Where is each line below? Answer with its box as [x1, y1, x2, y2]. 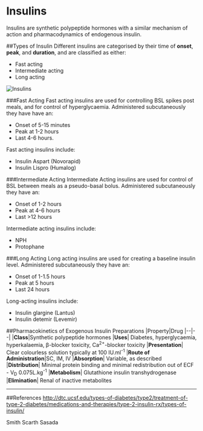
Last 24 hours [14, 285, 50, 293]
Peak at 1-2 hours [14, 128, 59, 135]
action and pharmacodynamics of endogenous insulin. [6, 30, 142, 37]
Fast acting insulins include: [6, 146, 76, 153]
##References [6, 394, 42, 401]
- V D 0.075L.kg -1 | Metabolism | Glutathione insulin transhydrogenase [6, 368, 177, 377]
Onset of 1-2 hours [14, 200, 62, 207]
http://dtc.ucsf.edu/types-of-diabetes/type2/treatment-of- [42, 394, 188, 401]
